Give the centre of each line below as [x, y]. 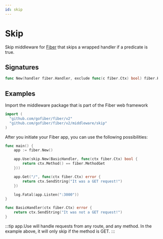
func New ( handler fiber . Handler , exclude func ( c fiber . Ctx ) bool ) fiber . [81, 79]
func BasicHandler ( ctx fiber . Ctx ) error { [49, 208]
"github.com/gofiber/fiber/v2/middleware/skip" [58, 123]
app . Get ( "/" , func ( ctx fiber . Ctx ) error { [57, 177]
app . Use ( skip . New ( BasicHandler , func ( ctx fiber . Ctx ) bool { [76, 159]
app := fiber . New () [33, 150]
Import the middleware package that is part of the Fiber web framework [77, 105]
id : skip [14, 9]
